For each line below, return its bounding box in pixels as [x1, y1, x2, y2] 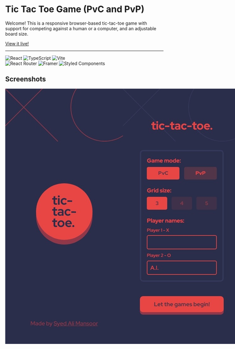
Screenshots [5, 75, 46, 83]
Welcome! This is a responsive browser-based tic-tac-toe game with [5, 20, 147, 26]
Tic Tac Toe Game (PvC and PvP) [5, 4, 145, 15]
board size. [5, 31, 29, 37]
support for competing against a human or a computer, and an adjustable [5, 25, 157, 31]
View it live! [5, 40, 29, 46]
